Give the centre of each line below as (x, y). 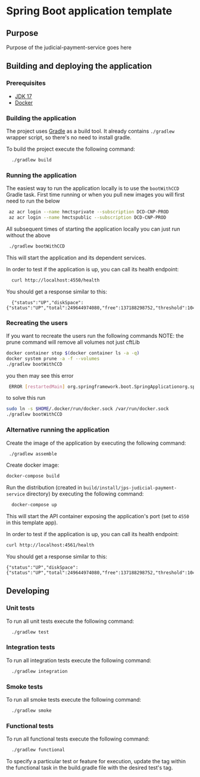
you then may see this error (40, 375)
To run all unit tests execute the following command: (70, 621)
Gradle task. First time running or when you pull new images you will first (95, 195)
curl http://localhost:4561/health (50, 545)
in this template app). (32, 523)
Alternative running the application (58, 430)
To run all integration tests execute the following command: (79, 660)
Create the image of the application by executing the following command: (96, 443)
